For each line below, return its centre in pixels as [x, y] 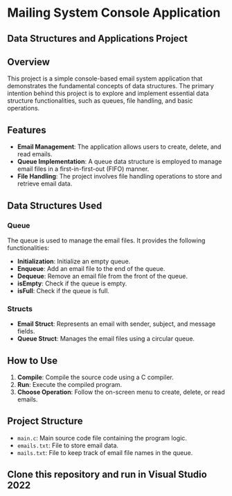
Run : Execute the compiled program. [70, 385]
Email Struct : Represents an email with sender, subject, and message [116, 324]
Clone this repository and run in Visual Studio [107, 475]
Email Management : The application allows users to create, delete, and [119, 147]
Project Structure [45, 421]
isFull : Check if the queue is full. [63, 290]
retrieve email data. [45, 184]
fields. [26, 331]
